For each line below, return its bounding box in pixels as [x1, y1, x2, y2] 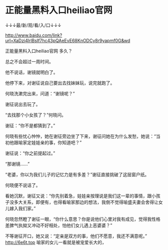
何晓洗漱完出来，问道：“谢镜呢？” [5, 90, 75, 96]
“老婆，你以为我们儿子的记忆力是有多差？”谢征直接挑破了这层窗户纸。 [5, 171, 149, 177]
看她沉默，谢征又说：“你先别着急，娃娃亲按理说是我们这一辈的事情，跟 [5, 193, 152, 199]
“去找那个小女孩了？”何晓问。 [5, 111, 66, 118]
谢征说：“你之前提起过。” [5, 150, 55, 156]
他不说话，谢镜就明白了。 [5, 69, 58, 75]
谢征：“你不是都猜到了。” [5, 122, 55, 129]
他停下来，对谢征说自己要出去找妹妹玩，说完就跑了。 [5, 80, 115, 86]
